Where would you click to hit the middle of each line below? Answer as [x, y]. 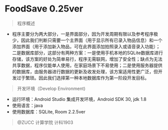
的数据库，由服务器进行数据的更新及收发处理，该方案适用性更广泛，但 [85, 71]
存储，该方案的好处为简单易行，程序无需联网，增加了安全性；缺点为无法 [87, 59]
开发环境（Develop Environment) [51, 88]
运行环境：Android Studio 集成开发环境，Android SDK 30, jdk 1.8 [79, 99]
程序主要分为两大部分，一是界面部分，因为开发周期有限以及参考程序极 [85, 34]
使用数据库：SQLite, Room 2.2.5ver [49, 111]
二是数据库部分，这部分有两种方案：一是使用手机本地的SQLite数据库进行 [88, 53]
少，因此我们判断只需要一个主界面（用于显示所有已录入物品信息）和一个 [87, 40]
